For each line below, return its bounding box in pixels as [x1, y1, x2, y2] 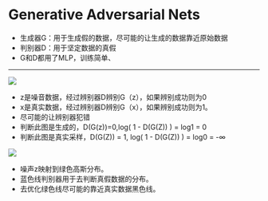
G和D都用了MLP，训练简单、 [19, 53, 116, 62]
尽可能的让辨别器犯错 [19, 112, 90, 121]
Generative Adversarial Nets [8, 6, 201, 24]
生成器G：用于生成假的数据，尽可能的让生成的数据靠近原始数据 [19, 33, 229, 42]
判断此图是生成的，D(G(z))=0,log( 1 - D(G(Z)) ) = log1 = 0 [19, 122, 207, 132]
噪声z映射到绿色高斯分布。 [19, 164, 108, 173]
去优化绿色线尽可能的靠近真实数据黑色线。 [19, 183, 160, 193]
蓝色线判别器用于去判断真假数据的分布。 [19, 174, 153, 183]
